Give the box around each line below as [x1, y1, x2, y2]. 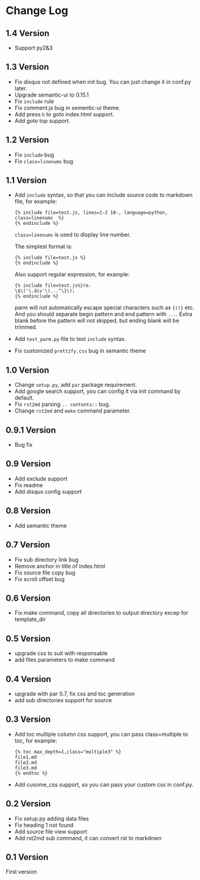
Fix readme [14, 481, 43, 489]
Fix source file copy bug [14, 569, 76, 576]
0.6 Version [5, 593, 51, 603]
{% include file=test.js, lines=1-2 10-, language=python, [14, 210, 168, 216]
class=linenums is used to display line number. [14, 231, 131, 238]
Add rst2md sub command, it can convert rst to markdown [14, 834, 162, 842]
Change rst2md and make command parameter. [14, 407, 131, 414]
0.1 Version [5, 852, 49, 862]
